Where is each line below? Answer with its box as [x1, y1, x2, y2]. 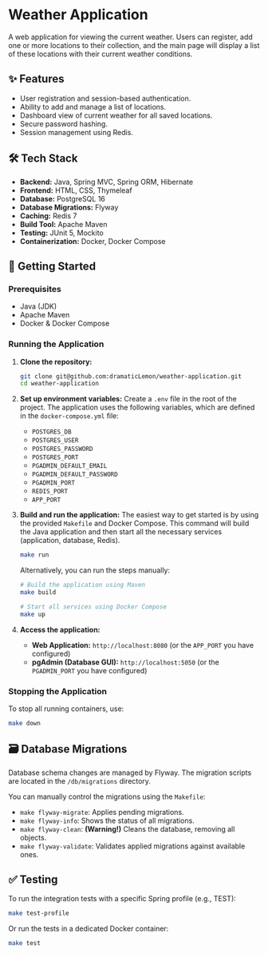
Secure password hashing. [19, 118, 108, 129]
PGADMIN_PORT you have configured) [31, 665, 148, 675]
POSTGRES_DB [31, 428, 72, 437]
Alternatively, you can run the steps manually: [19, 565, 170, 575]
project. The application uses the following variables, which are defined [19, 402, 255, 413]
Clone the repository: [19, 357, 93, 366]
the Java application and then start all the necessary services [19, 527, 223, 537]
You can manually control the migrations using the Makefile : [8, 792, 206, 801]
